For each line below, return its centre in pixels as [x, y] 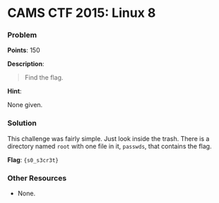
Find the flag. [44, 78]
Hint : [15, 91]
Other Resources [37, 178]
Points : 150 [24, 50]
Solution [22, 123]
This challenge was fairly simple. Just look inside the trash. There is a [108, 138]
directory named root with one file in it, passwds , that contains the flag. [109, 146]
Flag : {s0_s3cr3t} [33, 159]
